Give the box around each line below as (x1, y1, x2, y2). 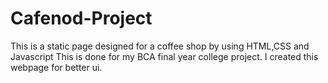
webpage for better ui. (10, 61, 103, 73)
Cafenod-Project (10, 7, 153, 30)
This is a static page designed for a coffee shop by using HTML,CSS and (10, 40, 310, 52)
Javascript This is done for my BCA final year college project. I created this (10, 50, 319, 62)
